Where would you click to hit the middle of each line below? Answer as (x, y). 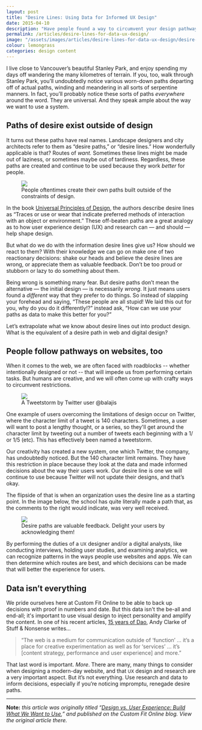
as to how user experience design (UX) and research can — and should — (98, 227)
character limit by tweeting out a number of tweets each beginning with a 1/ (100, 434)
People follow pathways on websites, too (85, 351)
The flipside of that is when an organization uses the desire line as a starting (101, 495)
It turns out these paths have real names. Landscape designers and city (95, 140)
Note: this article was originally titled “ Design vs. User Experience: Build (96, 708)
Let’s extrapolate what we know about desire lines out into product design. (98, 326)
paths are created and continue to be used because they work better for (96, 166)
